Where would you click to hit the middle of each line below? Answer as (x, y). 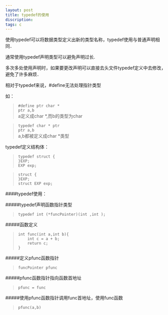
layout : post (19, 10)
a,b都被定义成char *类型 (43, 136)
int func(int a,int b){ (43, 234)
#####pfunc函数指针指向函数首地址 (43, 278)
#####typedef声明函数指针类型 (39, 205)
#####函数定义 (22, 225)
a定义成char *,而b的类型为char (50, 116)
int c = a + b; (44, 239)
